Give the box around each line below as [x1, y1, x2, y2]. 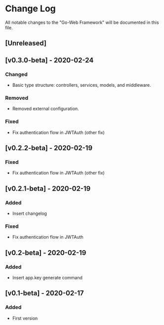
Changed [5, 70, 28, 77]
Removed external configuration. [12, 106, 79, 112]
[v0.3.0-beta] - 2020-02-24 [5, 56, 94, 65]
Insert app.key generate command [12, 274, 82, 280]
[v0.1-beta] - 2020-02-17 [5, 289, 84, 298]
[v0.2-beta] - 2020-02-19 [5, 249, 86, 257]
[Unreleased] [5, 39, 47, 48]
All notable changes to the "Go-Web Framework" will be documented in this [5, 19, 159, 25]
